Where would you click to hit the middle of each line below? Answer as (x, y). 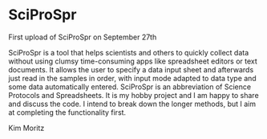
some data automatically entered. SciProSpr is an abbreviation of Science (129, 87)
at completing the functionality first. (67, 112)
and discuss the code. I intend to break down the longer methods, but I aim (132, 104)
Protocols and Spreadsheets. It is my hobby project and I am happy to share (133, 95)
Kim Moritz (26, 128)
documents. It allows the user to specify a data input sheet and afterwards (131, 69)
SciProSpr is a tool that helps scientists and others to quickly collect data (129, 52)
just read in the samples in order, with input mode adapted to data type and (132, 78)
